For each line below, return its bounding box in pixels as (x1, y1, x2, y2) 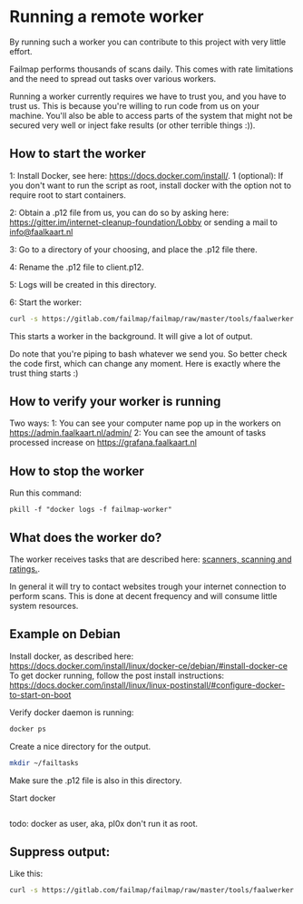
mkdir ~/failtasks (9, 758, 79, 768)
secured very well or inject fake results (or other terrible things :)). (9, 120, 256, 131)
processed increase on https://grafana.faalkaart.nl (9, 437, 198, 448)
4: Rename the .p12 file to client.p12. (9, 261, 144, 272)
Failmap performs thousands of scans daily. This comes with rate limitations (9, 64, 294, 74)
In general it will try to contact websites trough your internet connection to (9, 581, 287, 592)
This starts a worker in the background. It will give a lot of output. (9, 330, 253, 341)
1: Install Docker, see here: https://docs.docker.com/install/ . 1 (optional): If (9, 170, 284, 181)
